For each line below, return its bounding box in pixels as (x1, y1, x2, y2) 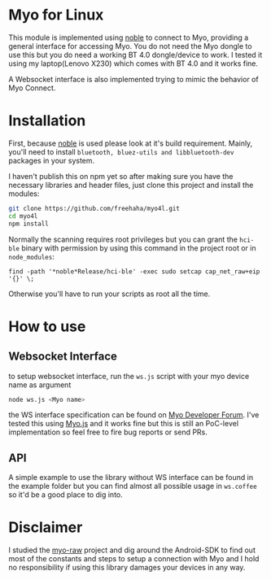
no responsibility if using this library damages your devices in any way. (8, 563, 246, 573)
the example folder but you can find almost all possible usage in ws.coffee (8, 482, 258, 491)
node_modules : (8, 251, 55, 261)
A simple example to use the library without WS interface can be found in (8, 473, 254, 482)
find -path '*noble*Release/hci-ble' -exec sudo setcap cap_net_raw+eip (8, 267, 260, 276)
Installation (8, 111, 86, 130)
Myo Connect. (8, 83, 56, 93)
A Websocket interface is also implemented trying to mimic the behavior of (8, 74, 259, 84)
